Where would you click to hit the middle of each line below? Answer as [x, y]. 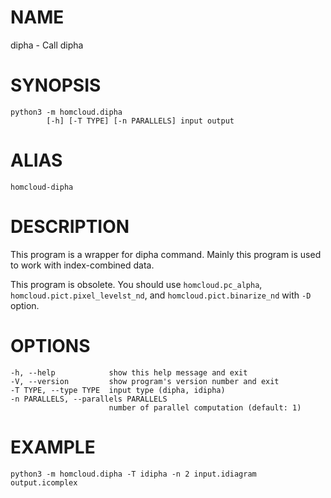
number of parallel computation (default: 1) [205, 407]
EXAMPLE [53, 447]
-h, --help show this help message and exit [129, 372]
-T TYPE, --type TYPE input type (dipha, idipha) [118, 390]
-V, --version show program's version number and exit [145, 381]
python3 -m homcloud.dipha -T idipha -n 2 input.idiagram [133, 474]
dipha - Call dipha [47, 45]
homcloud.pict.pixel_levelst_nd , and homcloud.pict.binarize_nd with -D [161, 295]
